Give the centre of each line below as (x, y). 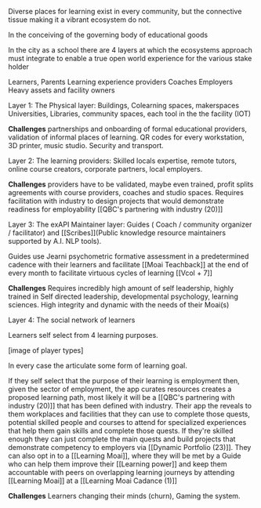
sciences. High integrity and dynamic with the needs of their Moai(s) (119, 305)
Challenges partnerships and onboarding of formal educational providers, (128, 129)
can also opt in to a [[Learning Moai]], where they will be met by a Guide (125, 455)
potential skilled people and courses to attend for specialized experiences (127, 422)
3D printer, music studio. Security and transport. (86, 145)
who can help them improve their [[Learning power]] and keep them (118, 464)
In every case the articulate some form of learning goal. (98, 365)
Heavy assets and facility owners (62, 90)
